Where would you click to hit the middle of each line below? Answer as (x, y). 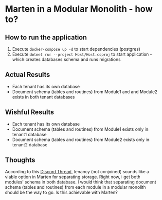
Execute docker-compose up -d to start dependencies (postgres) (76, 49)
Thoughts (20, 160)
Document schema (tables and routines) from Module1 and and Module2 (85, 92)
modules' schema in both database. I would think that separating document (81, 182)
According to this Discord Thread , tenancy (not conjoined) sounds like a (77, 172)
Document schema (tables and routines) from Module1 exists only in (80, 129)
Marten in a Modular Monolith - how (79, 9)
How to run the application (46, 37)
